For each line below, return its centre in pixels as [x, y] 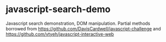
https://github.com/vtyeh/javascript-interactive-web [60, 34]
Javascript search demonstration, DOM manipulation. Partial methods [78, 23]
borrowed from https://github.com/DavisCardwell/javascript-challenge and [83, 28]
